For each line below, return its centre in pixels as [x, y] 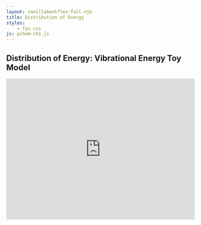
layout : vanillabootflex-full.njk [49, 12]
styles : [16, 23]
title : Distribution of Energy [45, 17]
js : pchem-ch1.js [28, 34]
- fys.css [29, 28]
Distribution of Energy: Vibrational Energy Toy [94, 58]
